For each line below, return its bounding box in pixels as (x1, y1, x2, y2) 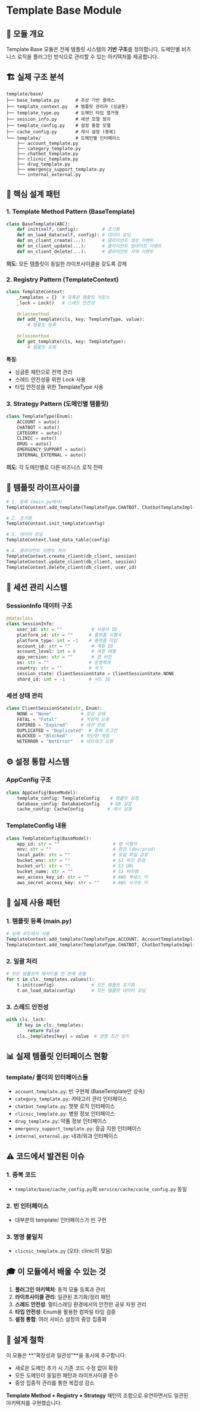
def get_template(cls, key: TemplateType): (17, 339, 127, 345)
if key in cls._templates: (17, 1022, 84, 1028)
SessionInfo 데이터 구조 (6, 602, 73, 610)
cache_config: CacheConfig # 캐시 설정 (17, 806, 132, 812)
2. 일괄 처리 (6, 957, 37, 965)
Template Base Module (6, 4, 122, 17)
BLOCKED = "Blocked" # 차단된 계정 (17, 733, 110, 739)
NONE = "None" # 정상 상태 (17, 710, 105, 717)
